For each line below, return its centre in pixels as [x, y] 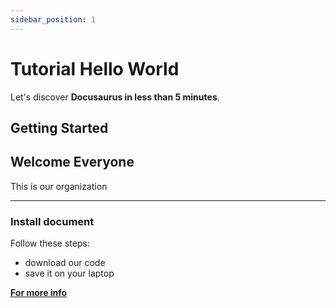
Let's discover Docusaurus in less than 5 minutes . [115, 97]
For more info [39, 293]
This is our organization [59, 186]
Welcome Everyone [72, 162]
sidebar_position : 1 [53, 19]
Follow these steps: [50, 243]
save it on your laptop [69, 273]
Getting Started [59, 127]
